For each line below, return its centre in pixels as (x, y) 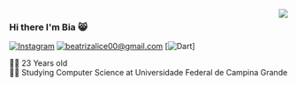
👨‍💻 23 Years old (38, 63)
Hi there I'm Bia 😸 (49, 27)
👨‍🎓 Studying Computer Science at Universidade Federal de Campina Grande (148, 73)
